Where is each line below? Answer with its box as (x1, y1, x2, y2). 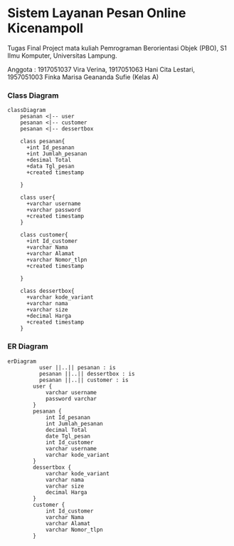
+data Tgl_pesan (26, 163, 75, 170)
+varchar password (26, 207, 81, 214)
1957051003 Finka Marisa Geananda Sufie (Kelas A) (7, 73, 159, 81)
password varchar (45, 395, 97, 402)
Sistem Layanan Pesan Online (7, 5, 186, 21)
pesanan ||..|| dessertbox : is (38, 370, 135, 377)
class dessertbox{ (20, 287, 75, 295)
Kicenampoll (7, 20, 84, 36)
